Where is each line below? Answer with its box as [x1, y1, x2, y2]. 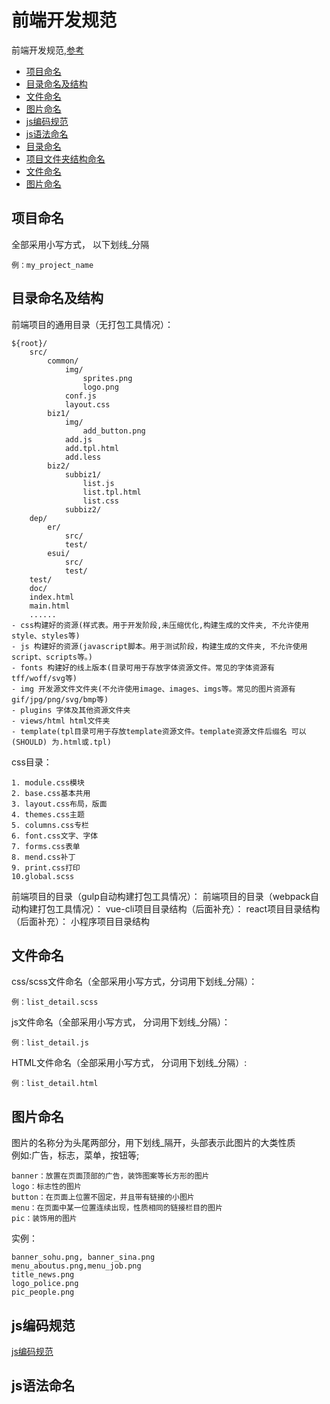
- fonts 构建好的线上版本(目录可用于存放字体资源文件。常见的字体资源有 [11, 662, 276, 673]
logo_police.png [11, 1279, 79, 1289]
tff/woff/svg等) [11, 673, 78, 683]
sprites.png [82, 373, 133, 383]
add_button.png [82, 426, 146, 436]
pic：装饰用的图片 [11, 1214, 78, 1224]
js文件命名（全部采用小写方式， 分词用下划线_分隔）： [11, 1016, 231, 1028]
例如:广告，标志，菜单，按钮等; [11, 1149, 140, 1161]
